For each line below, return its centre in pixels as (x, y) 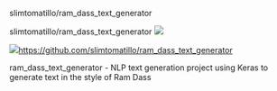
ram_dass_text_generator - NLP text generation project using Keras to (139, 68)
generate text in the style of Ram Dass (80, 77)
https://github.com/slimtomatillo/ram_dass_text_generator (125, 50)
